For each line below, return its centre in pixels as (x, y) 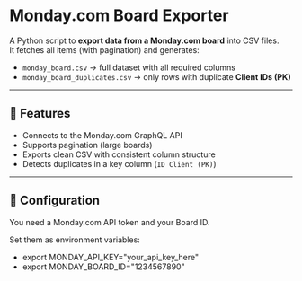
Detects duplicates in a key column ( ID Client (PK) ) (120, 163)
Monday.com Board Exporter (119, 16)
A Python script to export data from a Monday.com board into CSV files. (144, 40)
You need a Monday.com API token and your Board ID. (110, 222)
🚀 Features (40, 114)
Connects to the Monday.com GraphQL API (102, 135)
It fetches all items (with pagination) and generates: (104, 49)
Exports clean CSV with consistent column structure (119, 154)
